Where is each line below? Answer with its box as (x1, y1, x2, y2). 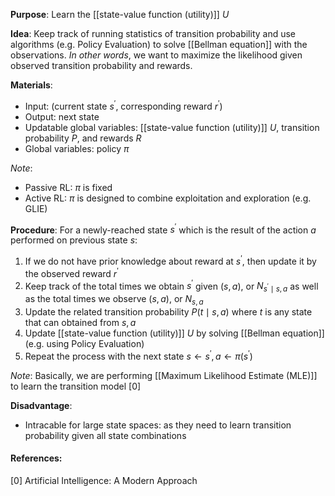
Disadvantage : (10, 399, 73, 411)
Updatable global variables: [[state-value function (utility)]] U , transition (24, 121, 320, 133)
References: (10, 452, 63, 464)
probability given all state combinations (24, 429, 187, 441)
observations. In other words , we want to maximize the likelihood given (10, 49, 303, 61)
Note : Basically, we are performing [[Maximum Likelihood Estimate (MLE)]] (10, 369, 318, 381)
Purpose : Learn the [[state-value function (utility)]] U (10, 9, 230, 20)
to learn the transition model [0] (10, 380, 142, 392)
